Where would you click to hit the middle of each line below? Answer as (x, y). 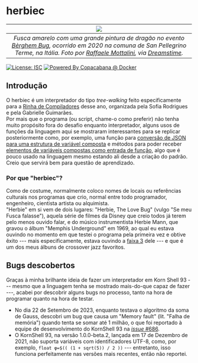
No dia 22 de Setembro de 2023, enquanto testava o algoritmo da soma (102, 310)
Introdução (27, 86)
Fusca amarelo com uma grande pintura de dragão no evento (99, 38)
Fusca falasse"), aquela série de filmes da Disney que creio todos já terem (96, 216)
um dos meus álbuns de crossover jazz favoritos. (66, 247)
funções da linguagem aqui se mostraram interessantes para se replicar (93, 131)
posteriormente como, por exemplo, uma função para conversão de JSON (96, 137)
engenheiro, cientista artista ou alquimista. (58, 203)
